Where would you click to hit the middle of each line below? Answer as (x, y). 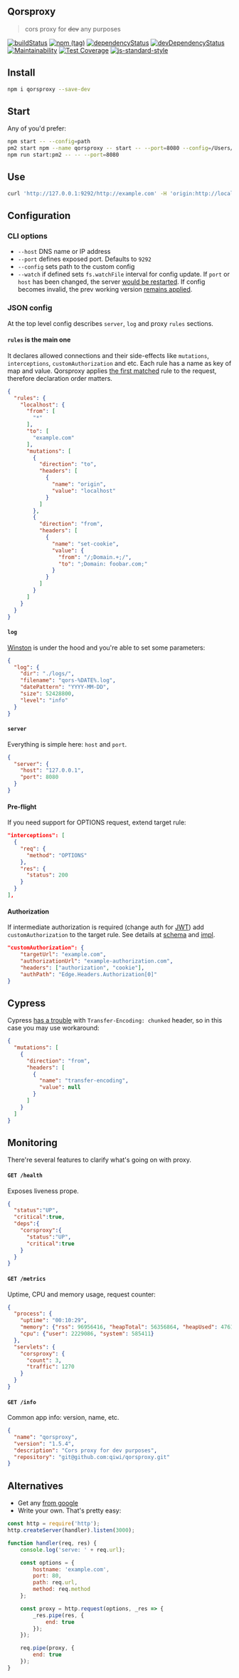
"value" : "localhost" (84, 491)
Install (21, 73)
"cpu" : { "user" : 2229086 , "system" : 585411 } (87, 1334)
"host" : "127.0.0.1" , (52, 771)
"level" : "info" (44, 700)
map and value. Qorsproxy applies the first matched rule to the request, (112, 371)
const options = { (47, 1562)
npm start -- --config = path (49, 142)
